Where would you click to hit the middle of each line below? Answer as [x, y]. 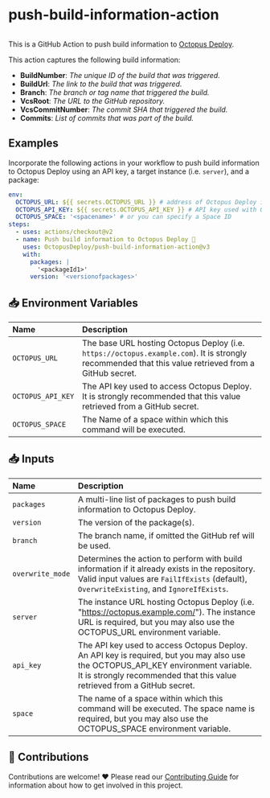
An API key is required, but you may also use [162, 655]
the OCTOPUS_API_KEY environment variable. [165, 665]
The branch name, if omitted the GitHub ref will [166, 535]
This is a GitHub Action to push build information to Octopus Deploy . [121, 44]
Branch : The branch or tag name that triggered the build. [115, 92]
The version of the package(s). [136, 522]
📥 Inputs [31, 459]
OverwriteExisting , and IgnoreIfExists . [153, 589]
